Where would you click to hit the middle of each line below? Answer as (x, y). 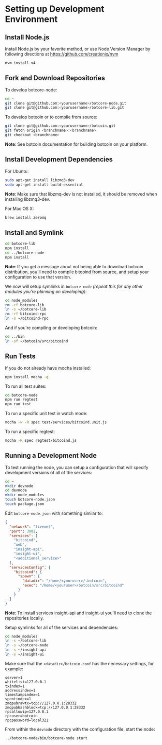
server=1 (14, 677)
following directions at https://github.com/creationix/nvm (62, 54)
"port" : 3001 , (23, 531)
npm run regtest (21, 399)
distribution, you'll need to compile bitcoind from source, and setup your (77, 272)
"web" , (20, 545)
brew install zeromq (26, 217)
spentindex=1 (18, 699)
